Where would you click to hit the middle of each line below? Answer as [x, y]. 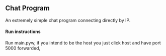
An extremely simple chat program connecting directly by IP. [68, 20]
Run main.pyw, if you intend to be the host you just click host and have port [83, 43]
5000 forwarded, [23, 48]
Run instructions [23, 31]
